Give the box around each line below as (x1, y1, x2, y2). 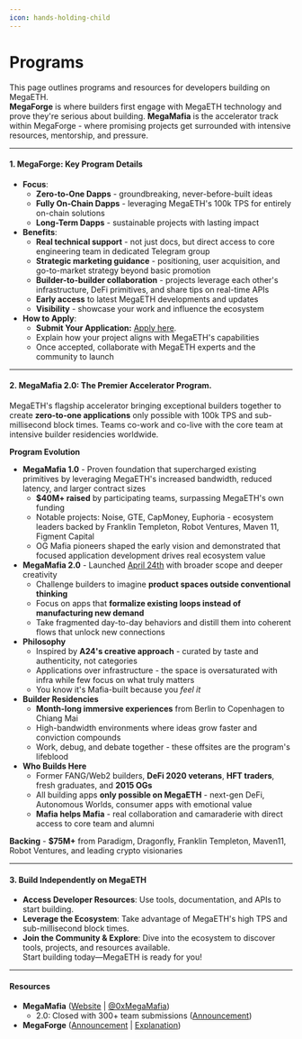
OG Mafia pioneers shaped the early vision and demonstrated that (35, 540, 281, 551)
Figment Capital (35, 531, 95, 542)
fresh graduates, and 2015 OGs (35, 779, 153, 790)
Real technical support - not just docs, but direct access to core (35, 236, 276, 247)
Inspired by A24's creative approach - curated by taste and (35, 645, 259, 656)
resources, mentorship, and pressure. (9, 130, 148, 141)
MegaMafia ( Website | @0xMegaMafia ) (22, 1001, 171, 1012)
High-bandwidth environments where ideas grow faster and (35, 722, 258, 733)
